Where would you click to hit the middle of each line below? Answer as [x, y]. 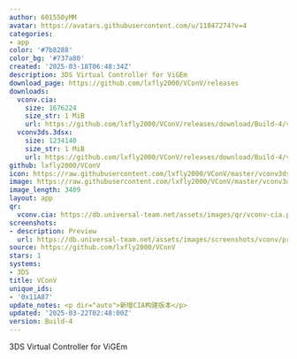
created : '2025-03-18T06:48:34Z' [71, 67]
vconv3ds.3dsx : [45, 133]
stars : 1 [25, 256]
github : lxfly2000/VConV [55, 165]
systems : [25, 264]
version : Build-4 [41, 322]
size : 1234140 [51, 141]
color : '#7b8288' [41, 50]
